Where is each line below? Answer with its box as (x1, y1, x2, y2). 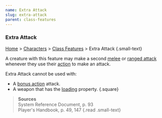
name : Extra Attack (5, 7, 47, 13)
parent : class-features (5, 17, 56, 22)
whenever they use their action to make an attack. (5, 61, 111, 67)
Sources (17, 96, 37, 102)
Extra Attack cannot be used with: (5, 70, 77, 77)
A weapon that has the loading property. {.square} (12, 86, 119, 92)
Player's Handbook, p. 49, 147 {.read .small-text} (17, 107, 121, 113)
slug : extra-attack (5, 12, 47, 17)
